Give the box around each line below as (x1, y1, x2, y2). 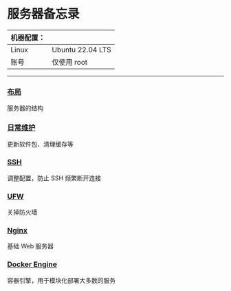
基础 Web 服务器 (7, 242, 54, 250)
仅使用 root (52, 57, 88, 67)
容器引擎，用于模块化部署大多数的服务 (7, 276, 115, 284)
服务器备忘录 (7, 6, 80, 22)
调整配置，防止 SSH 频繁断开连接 (7, 173, 102, 182)
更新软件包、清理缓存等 (7, 140, 74, 148)
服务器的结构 (7, 104, 43, 112)
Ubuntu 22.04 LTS (52, 45, 111, 54)
